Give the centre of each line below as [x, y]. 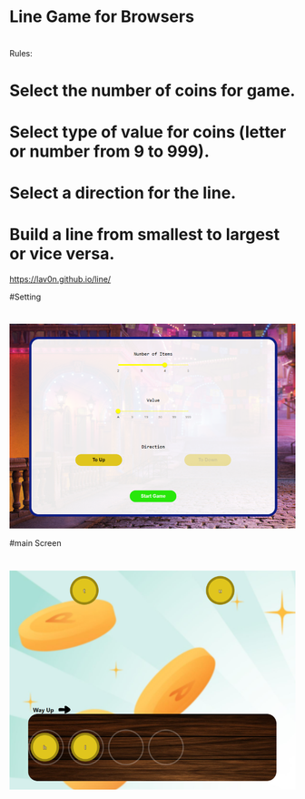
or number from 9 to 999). [110, 151]
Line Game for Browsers [102, 17]
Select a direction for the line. [123, 192]
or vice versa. [62, 254]
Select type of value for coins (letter [148, 131]
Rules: [21, 54]
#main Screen [35, 543]
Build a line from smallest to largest [144, 235]
